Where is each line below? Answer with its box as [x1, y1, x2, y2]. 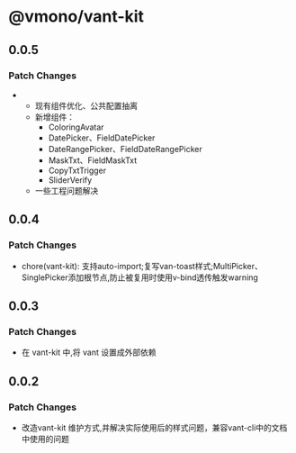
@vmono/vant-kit [8, 6, 145, 27]
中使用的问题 [21, 433, 69, 444]
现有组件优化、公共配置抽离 [34, 100, 139, 111]
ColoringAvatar [48, 122, 104, 132]
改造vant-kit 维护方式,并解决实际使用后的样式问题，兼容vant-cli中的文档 [21, 421, 288, 433]
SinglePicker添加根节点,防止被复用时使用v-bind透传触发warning [21, 272, 258, 283]
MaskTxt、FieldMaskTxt [48, 155, 138, 166]
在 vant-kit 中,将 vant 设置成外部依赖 [21, 347, 157, 358]
